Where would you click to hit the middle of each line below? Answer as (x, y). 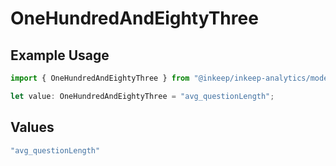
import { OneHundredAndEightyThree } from (100, 78)
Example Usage (60, 55)
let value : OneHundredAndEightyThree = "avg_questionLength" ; (142, 96)
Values (32, 127)
